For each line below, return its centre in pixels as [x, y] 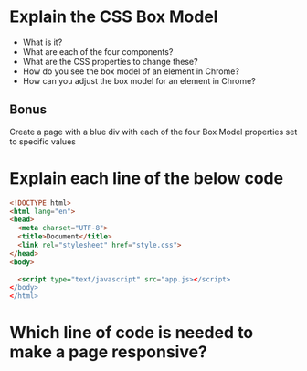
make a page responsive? [109, 352]
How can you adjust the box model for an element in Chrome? [139, 80]
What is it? [42, 42]
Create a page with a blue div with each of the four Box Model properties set [153, 132]
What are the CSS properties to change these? [110, 61]
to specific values [42, 141]
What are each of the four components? [98, 51]
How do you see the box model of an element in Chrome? [131, 71]
